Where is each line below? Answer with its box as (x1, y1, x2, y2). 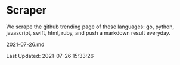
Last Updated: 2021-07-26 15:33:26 (6, 52, 94, 59)
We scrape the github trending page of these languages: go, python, (6, 23, 175, 30)
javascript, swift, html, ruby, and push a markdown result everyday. (6, 29, 171, 36)
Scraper (6, 4, 46, 17)
